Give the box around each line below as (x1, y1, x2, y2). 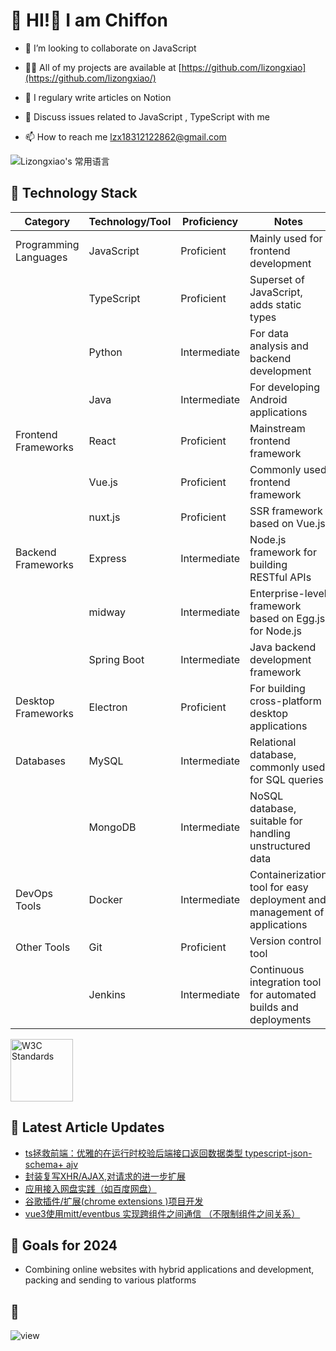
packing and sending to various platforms (24, 1274, 197, 1286)
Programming (15, 237, 80, 251)
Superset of (249, 272, 305, 286)
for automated (249, 987, 317, 1001)
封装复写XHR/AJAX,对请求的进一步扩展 (24, 1170, 187, 1182)
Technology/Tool (88, 214, 172, 228)
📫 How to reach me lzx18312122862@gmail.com (24, 130, 227, 143)
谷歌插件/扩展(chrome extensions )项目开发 (24, 1195, 204, 1207)
